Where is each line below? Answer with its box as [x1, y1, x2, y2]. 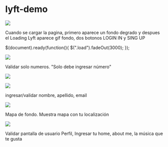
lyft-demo [5, 4, 48, 15]
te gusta [5, 135, 23, 141]
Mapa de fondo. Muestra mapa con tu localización [5, 111, 109, 117]
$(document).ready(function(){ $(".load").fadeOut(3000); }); [5, 44, 130, 51]
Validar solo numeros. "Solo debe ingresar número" [5, 64, 112, 70]
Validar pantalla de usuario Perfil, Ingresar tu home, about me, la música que [5, 130, 163, 136]
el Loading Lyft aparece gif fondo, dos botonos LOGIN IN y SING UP [5, 35, 145, 41]
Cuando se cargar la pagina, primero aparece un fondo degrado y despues [5, 29, 160, 36]
